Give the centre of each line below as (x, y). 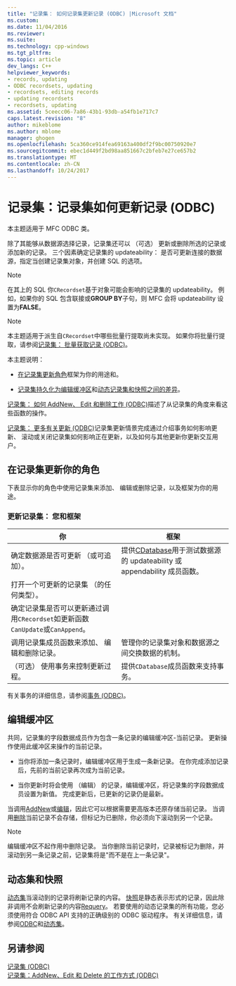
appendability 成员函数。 (162, 571)
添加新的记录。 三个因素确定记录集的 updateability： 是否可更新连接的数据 (115, 252)
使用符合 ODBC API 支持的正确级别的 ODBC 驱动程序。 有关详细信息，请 (118, 915)
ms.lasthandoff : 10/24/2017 (48, 170)
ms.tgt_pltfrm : (29, 53)
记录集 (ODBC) (29, 966)
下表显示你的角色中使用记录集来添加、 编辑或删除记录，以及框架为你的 (110, 488)
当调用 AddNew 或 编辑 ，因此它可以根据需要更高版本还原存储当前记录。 (109, 809)
